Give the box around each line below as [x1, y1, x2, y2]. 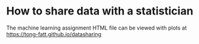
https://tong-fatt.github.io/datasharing [6, 30, 102, 37]
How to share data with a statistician [6, 4, 194, 18]
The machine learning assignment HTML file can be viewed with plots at [6, 24, 187, 31]
